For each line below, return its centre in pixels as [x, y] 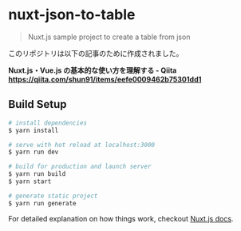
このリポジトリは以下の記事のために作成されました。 [96, 53]
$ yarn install [34, 130]
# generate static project [53, 196]
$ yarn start [30, 181]
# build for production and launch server [80, 167]
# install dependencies [48, 123]
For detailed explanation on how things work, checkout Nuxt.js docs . [121, 218]
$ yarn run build [37, 174]
